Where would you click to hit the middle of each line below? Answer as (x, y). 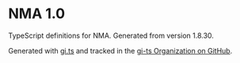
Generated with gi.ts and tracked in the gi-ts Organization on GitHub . (120, 50)
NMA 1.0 (37, 14)
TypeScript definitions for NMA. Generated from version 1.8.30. (111, 35)
